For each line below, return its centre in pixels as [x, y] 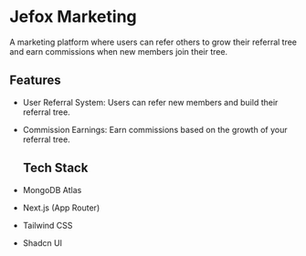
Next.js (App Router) [61, 208]
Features [35, 81]
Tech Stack [55, 168]
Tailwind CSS [47, 225]
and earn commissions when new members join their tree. [119, 51]
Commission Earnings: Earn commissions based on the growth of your [155, 129]
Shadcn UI [42, 242]
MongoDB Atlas [52, 189]
